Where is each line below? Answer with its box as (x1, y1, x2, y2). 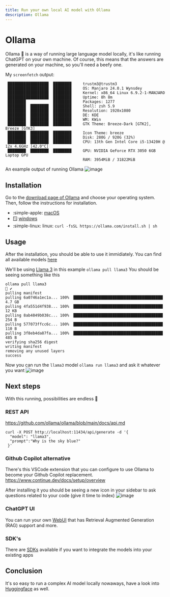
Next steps (5, 382, 41, 391)
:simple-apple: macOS (12, 210, 60, 216)
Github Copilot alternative (5, 455, 71, 462)
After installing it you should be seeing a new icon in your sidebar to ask (5, 487, 156, 493)
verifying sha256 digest (5, 340, 58, 345)
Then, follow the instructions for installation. (5, 200, 98, 206)
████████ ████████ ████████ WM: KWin (7, 117, 101, 122)
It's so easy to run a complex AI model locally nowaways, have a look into (5, 580, 159, 586)
